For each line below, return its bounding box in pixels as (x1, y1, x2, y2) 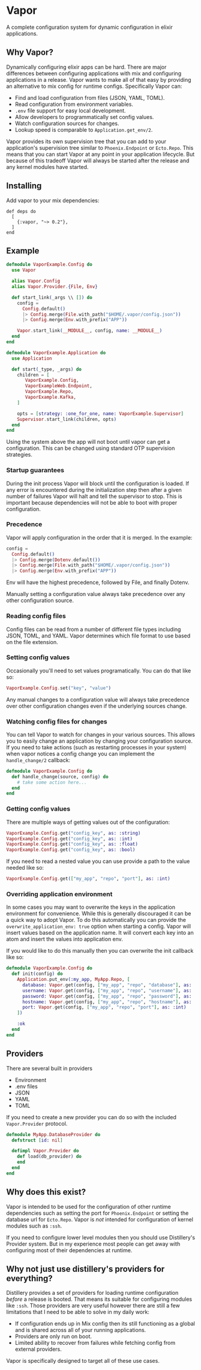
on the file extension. (6, 638, 58, 645)
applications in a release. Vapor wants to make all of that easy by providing (6, 76, 191, 83)
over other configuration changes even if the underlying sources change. (6, 702, 187, 710)
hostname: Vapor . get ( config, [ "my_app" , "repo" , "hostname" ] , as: (22, 999, 192, 1005)
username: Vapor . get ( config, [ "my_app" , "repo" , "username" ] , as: (22, 988, 192, 994)
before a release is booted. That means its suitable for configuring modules (6, 1295, 193, 1303)
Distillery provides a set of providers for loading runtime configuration (6, 1289, 179, 1297)
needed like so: (6, 864, 44, 871)
